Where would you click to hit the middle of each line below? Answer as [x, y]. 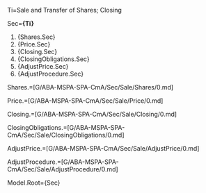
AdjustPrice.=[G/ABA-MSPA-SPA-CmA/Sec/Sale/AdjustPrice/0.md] [103, 148]
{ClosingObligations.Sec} [53, 59]
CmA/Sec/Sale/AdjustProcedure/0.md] [63, 169]
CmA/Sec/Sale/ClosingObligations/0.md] [66, 135]
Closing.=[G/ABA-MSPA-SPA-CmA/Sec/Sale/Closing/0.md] [92, 114]
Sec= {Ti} [21, 23]
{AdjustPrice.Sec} [43, 66]
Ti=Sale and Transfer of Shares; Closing [64, 10]
